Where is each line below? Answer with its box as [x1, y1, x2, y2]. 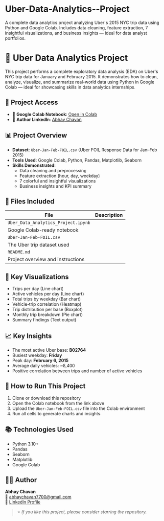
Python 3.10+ [12, 441, 39, 447]
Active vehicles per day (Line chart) [12, 291, 84, 297]
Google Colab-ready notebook [7, 227, 79, 233]
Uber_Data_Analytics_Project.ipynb [7, 220, 91, 226]
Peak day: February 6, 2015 [12, 357, 69, 363]
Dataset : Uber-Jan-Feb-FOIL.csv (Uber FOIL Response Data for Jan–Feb [12, 147, 158, 153]
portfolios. [5, 35, 26, 41]
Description [95, 212, 123, 219]
